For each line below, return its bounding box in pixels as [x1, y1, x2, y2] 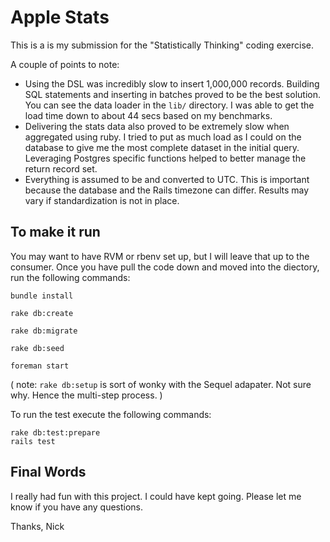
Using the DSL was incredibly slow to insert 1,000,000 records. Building [24, 77, 320, 90]
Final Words [10, 464, 87, 481]
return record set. [24, 162, 98, 175]
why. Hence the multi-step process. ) [10, 389, 163, 401]
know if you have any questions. [10, 501, 144, 513]
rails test [10, 436, 56, 446]
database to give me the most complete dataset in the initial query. [24, 141, 300, 153]
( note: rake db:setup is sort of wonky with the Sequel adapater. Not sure [10, 378, 312, 390]
